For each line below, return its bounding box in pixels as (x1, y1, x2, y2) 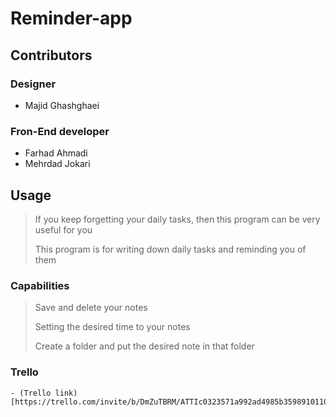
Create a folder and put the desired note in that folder (34, 340, 255, 352)
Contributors (10, 47, 93, 64)
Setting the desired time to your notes (34, 321, 191, 333)
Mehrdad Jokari (24, 158, 91, 170)
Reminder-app (10, 7, 133, 30)
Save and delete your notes (34, 302, 148, 314)
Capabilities (10, 278, 70, 292)
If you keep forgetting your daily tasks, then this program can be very (34, 213, 321, 225)
